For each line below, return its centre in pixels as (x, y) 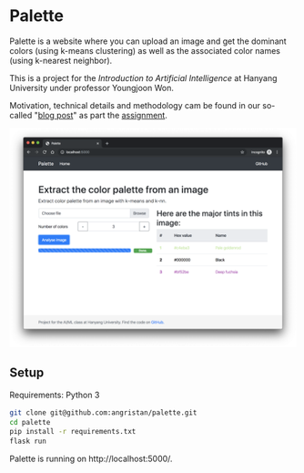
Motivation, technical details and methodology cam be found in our (135, 105)
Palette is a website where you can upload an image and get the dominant (148, 41)
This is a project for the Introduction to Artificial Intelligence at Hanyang (143, 77)
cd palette (30, 422)
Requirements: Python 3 (55, 395)
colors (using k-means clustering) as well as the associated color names (145, 50)
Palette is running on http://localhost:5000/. (91, 459)
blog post (56, 115)
